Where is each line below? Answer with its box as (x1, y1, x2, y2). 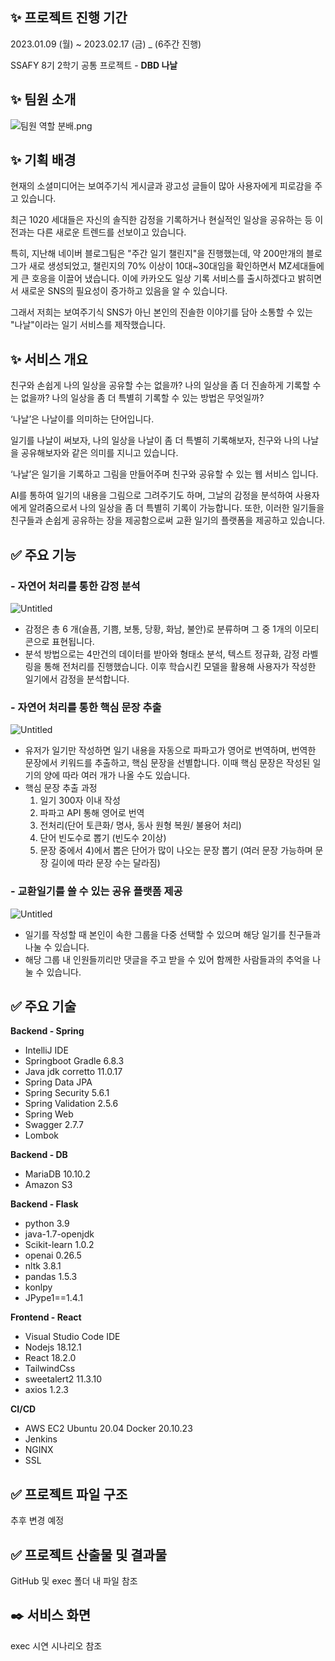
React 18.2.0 (24, 1352, 77, 1364)
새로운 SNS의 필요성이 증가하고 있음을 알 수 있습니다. (20, 285, 228, 297)
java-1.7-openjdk (24, 1228, 95, 1240)
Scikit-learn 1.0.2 (24, 1239, 95, 1251)
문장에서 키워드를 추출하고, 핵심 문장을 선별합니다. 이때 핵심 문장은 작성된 (24, 757, 311, 769)
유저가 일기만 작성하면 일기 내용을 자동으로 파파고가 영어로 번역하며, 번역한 (24, 744, 317, 757)
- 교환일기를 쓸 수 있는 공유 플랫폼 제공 (10, 884, 183, 898)
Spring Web (24, 1108, 74, 1120)
